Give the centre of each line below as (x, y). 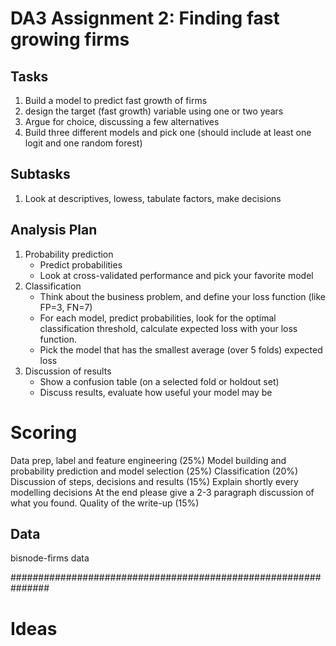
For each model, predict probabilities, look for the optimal (158, 318)
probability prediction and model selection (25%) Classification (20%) (154, 471)
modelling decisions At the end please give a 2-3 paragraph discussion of (162, 492)
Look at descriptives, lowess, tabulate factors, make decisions (153, 198)
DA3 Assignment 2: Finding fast (145, 18)
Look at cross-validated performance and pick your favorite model (176, 275)
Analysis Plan (54, 230)
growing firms (70, 39)
